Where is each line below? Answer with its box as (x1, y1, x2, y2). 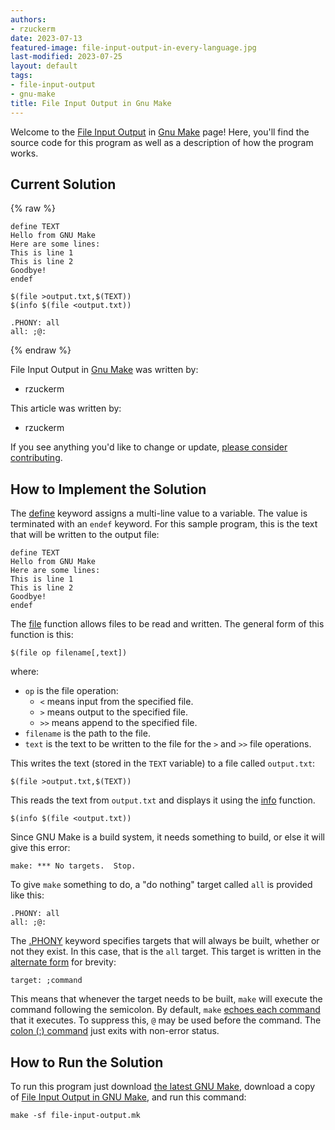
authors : (10, 14, 47, 25)
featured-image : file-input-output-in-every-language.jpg (10, 42, 257, 53)
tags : (10, 71, 33, 81)
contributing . (10, 452, 63, 464)
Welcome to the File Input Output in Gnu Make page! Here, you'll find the (10, 126, 310, 138)
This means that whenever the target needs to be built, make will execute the (10, 993, 323, 1005)
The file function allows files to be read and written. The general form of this (10, 618, 325, 630)
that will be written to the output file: (10, 529, 160, 541)
